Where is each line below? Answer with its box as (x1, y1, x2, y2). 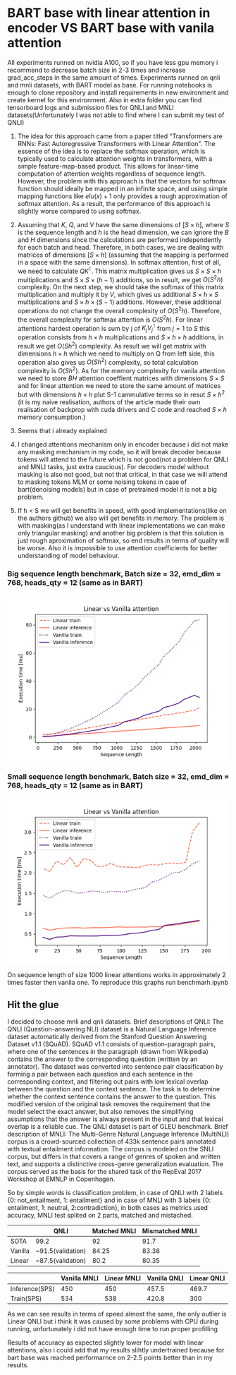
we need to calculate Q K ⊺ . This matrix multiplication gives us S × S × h (17, 265, 222, 275)
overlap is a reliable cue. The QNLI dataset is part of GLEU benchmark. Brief (7, 1122, 229, 1131)
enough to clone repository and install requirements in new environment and (7, 88, 229, 97)
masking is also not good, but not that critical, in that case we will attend (17, 470, 228, 478)
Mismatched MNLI (142, 1226, 197, 1235)
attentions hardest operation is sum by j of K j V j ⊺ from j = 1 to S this (17, 322, 210, 334)
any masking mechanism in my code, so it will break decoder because (17, 447, 222, 456)
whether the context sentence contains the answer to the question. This (7, 1092, 216, 1101)
